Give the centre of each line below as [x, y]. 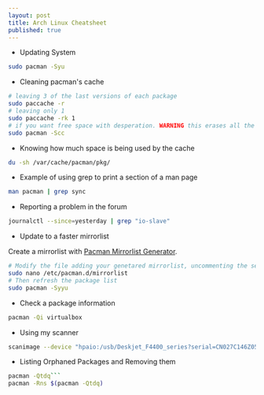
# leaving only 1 [37, 111]
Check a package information [67, 303]
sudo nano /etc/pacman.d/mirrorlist [68, 273]
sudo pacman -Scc [37, 133]
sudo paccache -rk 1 [42, 118]
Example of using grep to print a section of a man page [108, 177]
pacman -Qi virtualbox [45, 317]
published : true [35, 30]
